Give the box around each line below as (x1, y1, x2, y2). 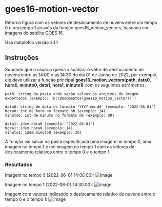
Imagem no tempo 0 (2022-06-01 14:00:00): (5, 172, 94, 178)
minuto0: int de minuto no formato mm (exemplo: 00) (5, 113, 115, 118)
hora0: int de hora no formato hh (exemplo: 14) (5, 108, 106, 113)
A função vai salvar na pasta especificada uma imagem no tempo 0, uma (5, 138, 152, 145)
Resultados (5, 161, 33, 168)
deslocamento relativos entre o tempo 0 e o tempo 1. (5, 149, 111, 155)
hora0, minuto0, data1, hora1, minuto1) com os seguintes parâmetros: (5, 82, 146, 88)
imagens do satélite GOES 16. (5, 30, 64, 36)
